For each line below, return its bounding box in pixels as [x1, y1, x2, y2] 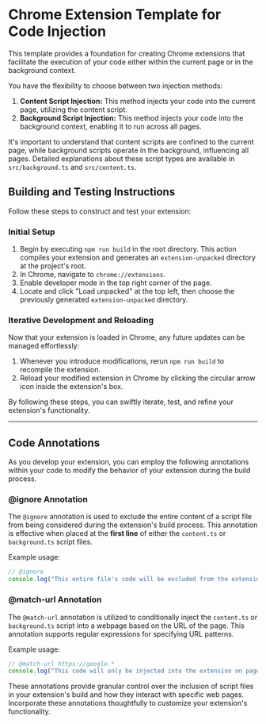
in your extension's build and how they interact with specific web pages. [8, 690, 245, 699]
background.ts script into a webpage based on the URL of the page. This [8, 621, 245, 630]
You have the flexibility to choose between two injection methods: [8, 81, 223, 90]
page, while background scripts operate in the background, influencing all [8, 145, 249, 155]
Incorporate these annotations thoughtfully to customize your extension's [8, 699, 248, 708]
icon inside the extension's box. [19, 382, 123, 391]
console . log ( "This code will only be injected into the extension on [8, 667, 243, 676]
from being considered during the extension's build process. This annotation [8, 520, 258, 530]
